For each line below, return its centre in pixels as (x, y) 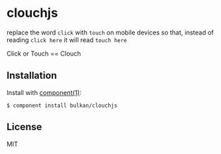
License (24, 127)
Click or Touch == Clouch (44, 53)
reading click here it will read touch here (67, 39)
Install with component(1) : (44, 92)
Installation (32, 76)
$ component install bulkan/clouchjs (62, 105)
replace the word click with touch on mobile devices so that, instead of (110, 32)
